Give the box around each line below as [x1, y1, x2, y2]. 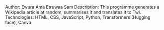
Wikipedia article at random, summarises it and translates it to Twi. [5, 9, 142, 15]
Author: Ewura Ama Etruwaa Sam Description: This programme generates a [5, 4, 160, 10]
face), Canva [5, 19, 31, 25]
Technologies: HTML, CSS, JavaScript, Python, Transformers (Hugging [5, 15, 151, 20]
